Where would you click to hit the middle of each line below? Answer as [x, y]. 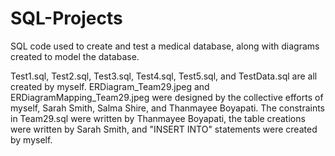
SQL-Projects [66, 18]
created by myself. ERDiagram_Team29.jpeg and [110, 86]
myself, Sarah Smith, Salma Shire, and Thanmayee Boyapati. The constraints [168, 108]
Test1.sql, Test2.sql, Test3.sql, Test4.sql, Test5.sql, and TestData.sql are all [164, 76]
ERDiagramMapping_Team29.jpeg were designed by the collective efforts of [167, 97]
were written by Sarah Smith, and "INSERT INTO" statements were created [164, 129]
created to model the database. [75, 56]
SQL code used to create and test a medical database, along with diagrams [165, 46]
